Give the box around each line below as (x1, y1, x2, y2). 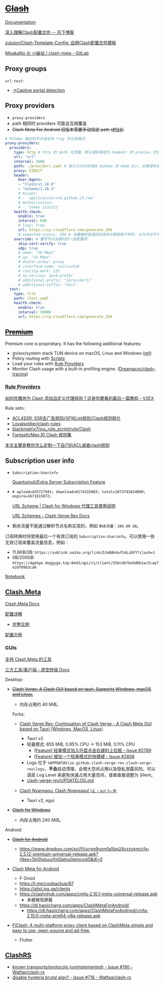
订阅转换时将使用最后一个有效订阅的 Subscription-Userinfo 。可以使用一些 (5, 533, 155, 539)
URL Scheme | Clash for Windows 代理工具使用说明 (12, 503, 116, 509)
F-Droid (19, 875, 35, 881)
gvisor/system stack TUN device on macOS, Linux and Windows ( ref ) (12, 350, 152, 356)
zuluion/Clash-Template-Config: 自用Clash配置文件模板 (5, 40, 116, 46)
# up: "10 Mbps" (18, 255, 51, 260)
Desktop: (5, 676, 23, 682)
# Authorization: (18, 200, 54, 205)
